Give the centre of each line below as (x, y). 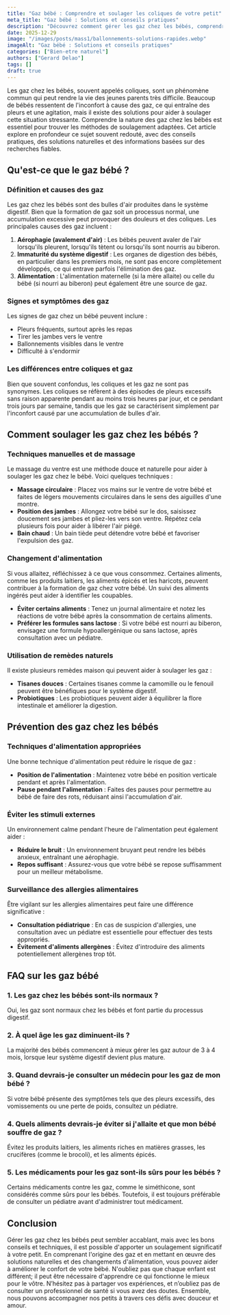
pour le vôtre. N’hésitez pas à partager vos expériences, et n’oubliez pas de (114, 1283)
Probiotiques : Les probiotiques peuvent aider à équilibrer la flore (109, 698)
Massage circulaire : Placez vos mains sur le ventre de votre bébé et (114, 490)
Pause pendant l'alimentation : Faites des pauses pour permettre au (114, 789)
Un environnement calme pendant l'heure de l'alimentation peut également (113, 830)
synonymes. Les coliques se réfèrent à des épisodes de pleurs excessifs (110, 391)
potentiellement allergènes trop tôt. (66, 954)
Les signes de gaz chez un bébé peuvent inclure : (77, 316)
